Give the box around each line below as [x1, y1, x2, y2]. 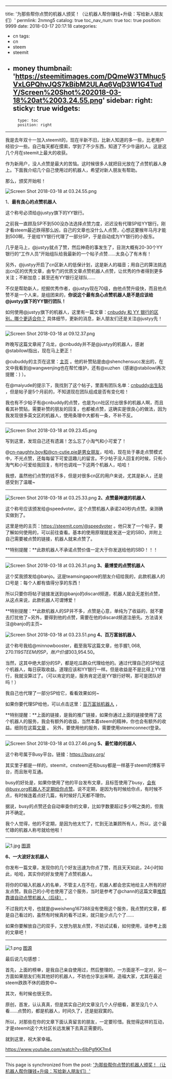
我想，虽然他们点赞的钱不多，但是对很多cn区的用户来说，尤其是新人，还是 [5, 473, 163, 479]
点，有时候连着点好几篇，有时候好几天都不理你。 [5, 792, 109, 798]
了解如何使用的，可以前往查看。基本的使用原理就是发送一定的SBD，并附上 [5, 529, 163, 535]
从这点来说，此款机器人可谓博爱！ [5, 597, 77, 603]
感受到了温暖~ [5, 479, 36, 485]
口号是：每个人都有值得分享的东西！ [5, 579, 82, 585]
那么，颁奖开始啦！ [5, 178, 46, 184]
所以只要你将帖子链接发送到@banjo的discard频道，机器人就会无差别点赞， [5, 591, 163, 597]
